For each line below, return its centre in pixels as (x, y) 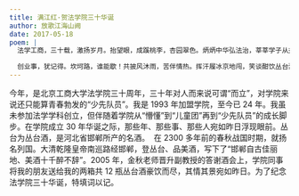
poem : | (24, 42)
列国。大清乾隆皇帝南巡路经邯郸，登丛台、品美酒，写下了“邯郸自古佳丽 (147, 149)
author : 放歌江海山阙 (45, 26)
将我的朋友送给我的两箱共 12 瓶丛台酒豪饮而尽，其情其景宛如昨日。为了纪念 (148, 171)
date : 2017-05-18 (41, 34)
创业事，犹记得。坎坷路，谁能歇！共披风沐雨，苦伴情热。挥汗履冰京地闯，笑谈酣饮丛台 (153, 67)
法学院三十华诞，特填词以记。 (64, 182)
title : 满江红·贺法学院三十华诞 (62, 17)
